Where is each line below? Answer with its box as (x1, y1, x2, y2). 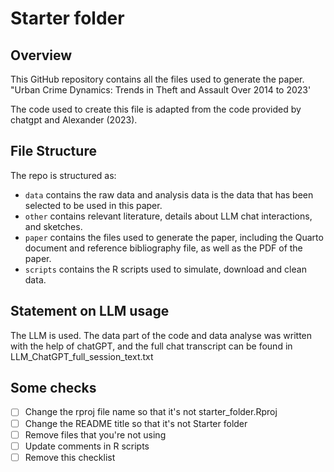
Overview (10, 47, 73, 64)
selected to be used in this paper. (24, 199, 163, 211)
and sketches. (24, 220, 83, 232)
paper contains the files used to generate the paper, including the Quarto (24, 231, 324, 243)
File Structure (10, 143, 97, 160)
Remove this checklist (24, 451, 116, 463)
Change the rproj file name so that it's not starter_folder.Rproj (24, 406, 278, 418)
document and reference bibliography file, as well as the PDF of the (24, 242, 303, 254)
